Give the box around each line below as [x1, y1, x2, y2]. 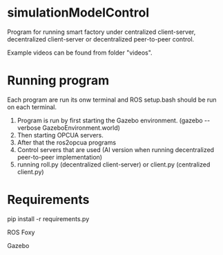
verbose [17, 123, 41, 132]
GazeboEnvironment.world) [42, 123, 121, 132]
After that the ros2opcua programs [17, 138, 116, 147]
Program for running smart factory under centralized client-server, [7, 28, 196, 36]
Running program [7, 73, 110, 88]
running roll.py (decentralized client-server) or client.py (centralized [17, 160, 211, 169]
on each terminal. [7, 102, 57, 111]
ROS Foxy [7, 228, 35, 236]
